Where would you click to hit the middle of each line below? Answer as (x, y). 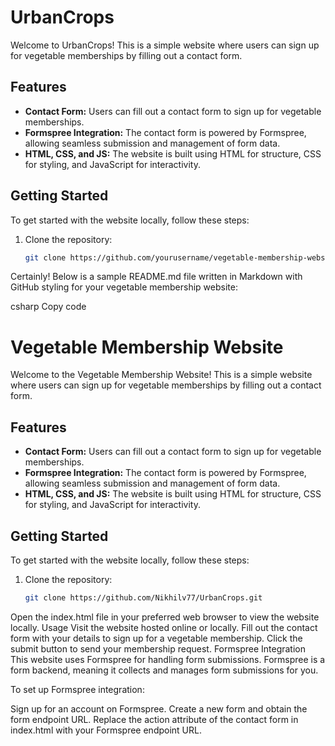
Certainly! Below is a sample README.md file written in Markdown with (156, 277)
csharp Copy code (48, 307)
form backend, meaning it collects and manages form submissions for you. (164, 670)
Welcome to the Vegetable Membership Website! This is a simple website (161, 375)
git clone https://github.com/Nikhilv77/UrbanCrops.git (143, 598)
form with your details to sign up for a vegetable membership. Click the (156, 638)
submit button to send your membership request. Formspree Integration (158, 648)
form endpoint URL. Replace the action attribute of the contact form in (154, 719)
